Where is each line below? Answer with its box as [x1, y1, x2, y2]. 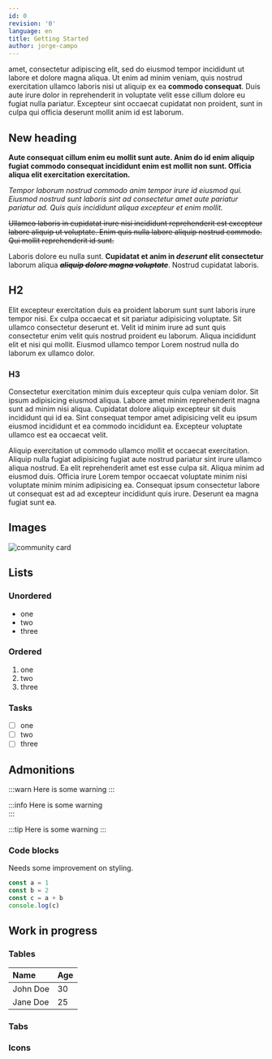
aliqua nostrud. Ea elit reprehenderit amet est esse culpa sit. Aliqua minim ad [8, 463, 265, 473]
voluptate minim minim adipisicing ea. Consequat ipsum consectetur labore [8, 480, 261, 490]
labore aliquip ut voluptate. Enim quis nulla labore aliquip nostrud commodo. [8, 226, 262, 236]
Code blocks [8, 845, 59, 856]
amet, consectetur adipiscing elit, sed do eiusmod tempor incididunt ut [8, 64, 245, 74]
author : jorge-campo [8, 42, 79, 50]
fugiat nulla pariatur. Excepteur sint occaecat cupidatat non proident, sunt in [8, 99, 263, 109]
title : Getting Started [8, 34, 89, 43]
